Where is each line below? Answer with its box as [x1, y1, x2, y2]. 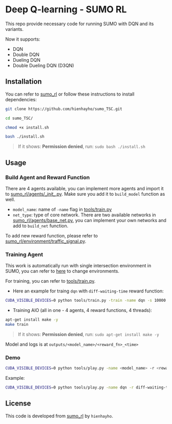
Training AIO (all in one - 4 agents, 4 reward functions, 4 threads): [12, 307, 152, 314]
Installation [5, 77, 42, 86]
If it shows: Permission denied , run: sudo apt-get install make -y [17, 331, 160, 337]
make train [5, 322, 29, 327]
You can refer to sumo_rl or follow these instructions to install [5, 91, 135, 97]
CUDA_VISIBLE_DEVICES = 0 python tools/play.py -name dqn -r [5, 385, 134, 390]
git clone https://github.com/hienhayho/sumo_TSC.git [5, 106, 123, 112]
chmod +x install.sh [5, 125, 50, 130]
